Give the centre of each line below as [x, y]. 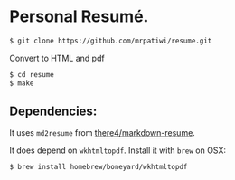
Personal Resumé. [79, 17]
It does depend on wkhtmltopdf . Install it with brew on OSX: [118, 150]
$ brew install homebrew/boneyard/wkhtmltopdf [99, 167]
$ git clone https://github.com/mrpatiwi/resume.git [111, 41]
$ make [22, 83]
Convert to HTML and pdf [57, 58]
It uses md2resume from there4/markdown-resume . [103, 133]
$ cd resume [32, 74]
